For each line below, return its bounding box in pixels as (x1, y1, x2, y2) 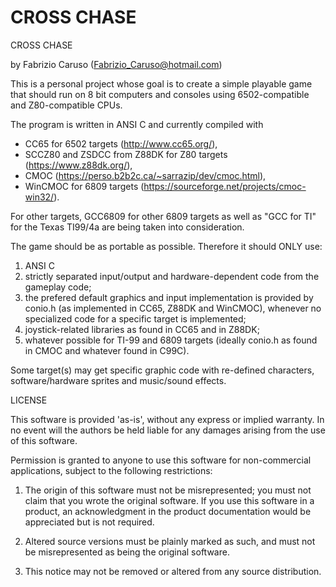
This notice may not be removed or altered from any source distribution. (24, 565, 322, 577)
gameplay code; (24, 281, 92, 293)
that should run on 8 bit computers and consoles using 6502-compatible (10, 88, 310, 100)
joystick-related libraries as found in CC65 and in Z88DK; (24, 323, 260, 335)
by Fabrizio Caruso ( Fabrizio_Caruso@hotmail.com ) (10, 58, 223, 70)
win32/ (24, 191, 55, 203)
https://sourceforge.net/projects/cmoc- (143, 180, 307, 192)
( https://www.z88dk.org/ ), (24, 159, 133, 171)
